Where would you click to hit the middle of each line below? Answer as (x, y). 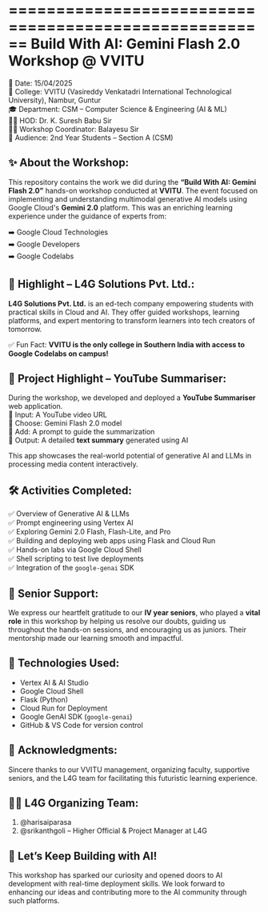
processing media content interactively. (73, 464)
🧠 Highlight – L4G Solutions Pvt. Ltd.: (102, 284)
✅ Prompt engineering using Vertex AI (71, 523)
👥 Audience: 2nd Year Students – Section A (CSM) (91, 138)
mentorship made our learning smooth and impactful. (96, 638)
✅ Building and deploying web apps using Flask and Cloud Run (112, 541)
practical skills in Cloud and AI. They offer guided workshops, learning (124, 312)
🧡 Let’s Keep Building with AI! (83, 856)
